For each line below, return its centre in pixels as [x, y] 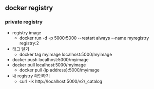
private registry [24, 22]
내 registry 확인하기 [31, 76]
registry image [27, 33]
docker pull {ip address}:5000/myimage [59, 70]
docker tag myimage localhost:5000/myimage [66, 54]
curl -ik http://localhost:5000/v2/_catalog [61, 81]
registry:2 [29, 43]
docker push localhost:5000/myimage [50, 59]
